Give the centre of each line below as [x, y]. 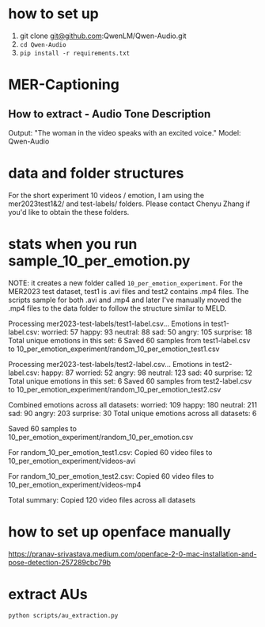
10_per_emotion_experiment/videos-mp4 [75, 484]
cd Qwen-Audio [43, 44]
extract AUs [48, 594]
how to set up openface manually [120, 532]
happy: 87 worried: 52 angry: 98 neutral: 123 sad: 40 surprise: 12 [147, 373]
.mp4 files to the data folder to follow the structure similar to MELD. [117, 308]
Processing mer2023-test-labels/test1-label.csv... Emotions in [109, 323]
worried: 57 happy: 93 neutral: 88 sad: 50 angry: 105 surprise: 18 [146, 332]
